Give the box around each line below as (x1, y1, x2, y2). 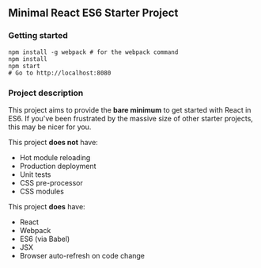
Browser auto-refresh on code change (19, 251, 145, 260)
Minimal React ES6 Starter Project (8, 6, 179, 20)
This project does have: (8, 201, 85, 211)
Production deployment (19, 161, 96, 170)
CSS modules (19, 186, 65, 196)
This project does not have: (8, 137, 99, 147)
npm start (8, 62, 41, 70)
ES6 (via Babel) (19, 234, 70, 243)
